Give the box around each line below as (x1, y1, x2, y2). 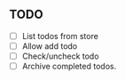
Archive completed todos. (21, 61, 117, 71)
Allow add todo (21, 40, 78, 52)
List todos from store (21, 30, 99, 41)
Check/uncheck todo (21, 51, 99, 61)
